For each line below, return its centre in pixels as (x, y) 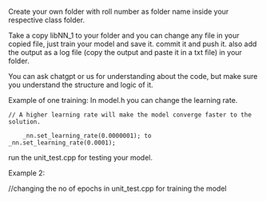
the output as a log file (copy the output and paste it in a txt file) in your (125, 52)
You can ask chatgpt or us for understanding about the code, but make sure (133, 76)
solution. (25, 122)
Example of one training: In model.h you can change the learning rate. (123, 100)
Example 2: (27, 173)
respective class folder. (47, 20)
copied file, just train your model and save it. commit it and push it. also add (133, 44)
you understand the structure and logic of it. (81, 85)
